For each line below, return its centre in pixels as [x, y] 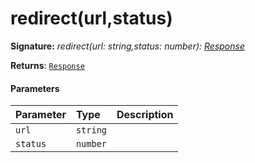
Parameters [35, 88]
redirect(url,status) [91, 18]
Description [145, 115]
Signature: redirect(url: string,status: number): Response [127, 46]
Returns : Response [47, 65]
